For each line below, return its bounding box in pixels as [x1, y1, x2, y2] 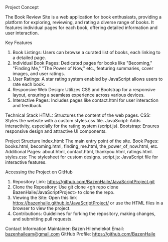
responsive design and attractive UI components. [5, 128, 107, 134]
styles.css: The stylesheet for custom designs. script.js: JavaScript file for [5, 154, 158, 160]
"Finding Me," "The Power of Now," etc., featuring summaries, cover [12, 65, 154, 71]
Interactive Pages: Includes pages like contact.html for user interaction [12, 97, 159, 103]
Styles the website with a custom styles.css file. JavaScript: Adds [5, 118, 141, 123]
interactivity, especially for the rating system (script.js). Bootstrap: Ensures [5, 123, 159, 129]
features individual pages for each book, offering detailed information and [5, 25, 158, 31]
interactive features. [5, 159, 47, 165]
